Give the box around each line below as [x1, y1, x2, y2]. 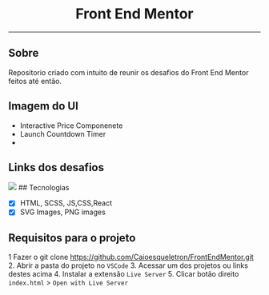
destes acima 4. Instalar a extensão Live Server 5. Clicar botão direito [8, 269, 239, 279]
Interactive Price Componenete [19, 121, 123, 130]
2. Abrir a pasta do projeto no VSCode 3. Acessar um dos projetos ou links [8, 261, 248, 270]
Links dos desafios [8, 161, 104, 174]
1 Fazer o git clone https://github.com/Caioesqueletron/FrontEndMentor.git [8, 253, 254, 262]
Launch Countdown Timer [19, 129, 106, 138]
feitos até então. [8, 76, 62, 86]
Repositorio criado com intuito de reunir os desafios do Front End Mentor [8, 67, 249, 77]
